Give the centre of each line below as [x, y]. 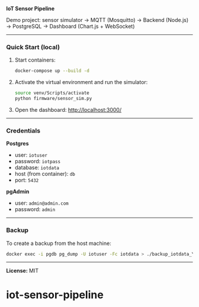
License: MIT [23, 271]
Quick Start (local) [33, 47]
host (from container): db [45, 174]
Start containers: [35, 60]
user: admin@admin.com [42, 203]
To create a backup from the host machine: [59, 243]
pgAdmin [18, 192]
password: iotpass [38, 161]
